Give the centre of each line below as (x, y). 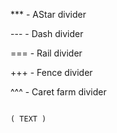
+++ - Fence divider (51, 72)
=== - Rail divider (46, 53)
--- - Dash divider (47, 33)
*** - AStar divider (48, 14)
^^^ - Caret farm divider (58, 92)
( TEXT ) (28, 119)
